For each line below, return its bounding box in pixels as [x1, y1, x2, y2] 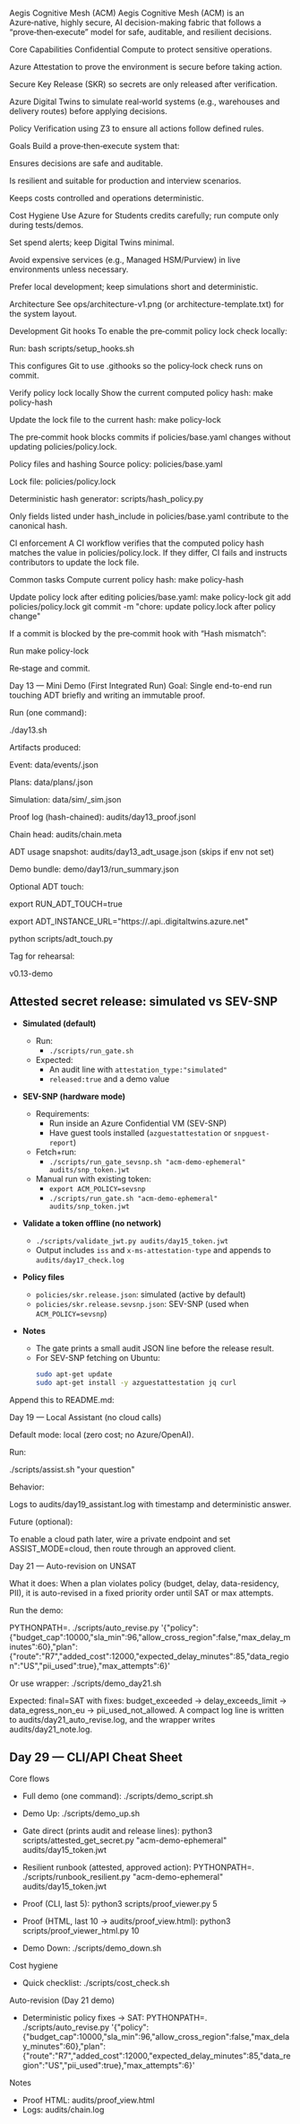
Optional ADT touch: [9, 882, 84, 891]
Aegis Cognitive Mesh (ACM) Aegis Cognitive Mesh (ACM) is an [9, 8, 244, 18]
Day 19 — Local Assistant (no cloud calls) [9, 1411, 162, 1422]
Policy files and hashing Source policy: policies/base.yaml [9, 459, 223, 470]
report [48, 1138, 74, 1147]
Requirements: [35, 1108, 90, 1119]
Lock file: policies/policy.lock [9, 476, 116, 487]
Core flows [9, 1773, 50, 1785]
